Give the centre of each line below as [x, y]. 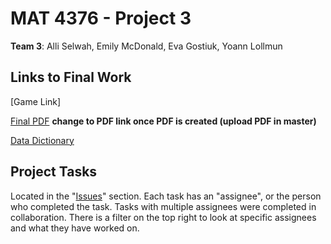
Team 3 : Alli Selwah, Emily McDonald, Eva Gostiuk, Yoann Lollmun [146, 46]
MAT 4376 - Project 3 [101, 18]
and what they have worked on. [75, 228]
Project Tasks [54, 172]
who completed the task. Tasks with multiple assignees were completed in [163, 206]
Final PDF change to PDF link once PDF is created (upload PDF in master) [163, 121]
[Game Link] [36, 101]
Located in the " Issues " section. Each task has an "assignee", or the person [166, 196]
